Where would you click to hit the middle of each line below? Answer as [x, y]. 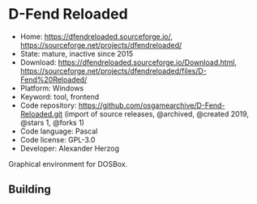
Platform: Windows [52, 88]
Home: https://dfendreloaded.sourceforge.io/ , [96, 36]
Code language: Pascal [59, 131]
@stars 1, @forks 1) [52, 122]
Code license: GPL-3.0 [58, 139]
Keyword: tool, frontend [60, 96]
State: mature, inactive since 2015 [77, 53]
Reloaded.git [41, 113]
